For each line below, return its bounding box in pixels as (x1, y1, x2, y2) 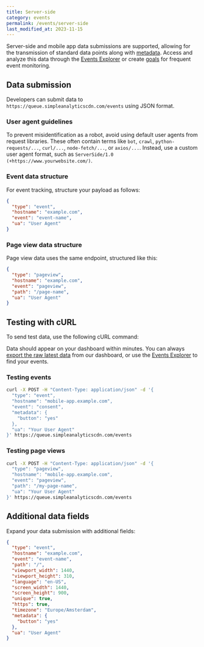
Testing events (6, 373, 52, 382)
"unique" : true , (12, 596, 53, 602)
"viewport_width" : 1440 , (12, 567, 75, 573)
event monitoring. (6, 62, 51, 69)
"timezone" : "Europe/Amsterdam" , (12, 607, 97, 614)
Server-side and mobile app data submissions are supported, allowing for (6, 43, 191, 50)
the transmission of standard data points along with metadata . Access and (6, 49, 193, 57)
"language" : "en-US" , (12, 579, 67, 585)
